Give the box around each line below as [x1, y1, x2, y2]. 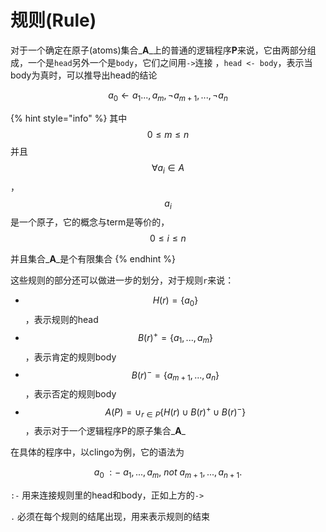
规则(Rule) [10, 9, 97, 32]
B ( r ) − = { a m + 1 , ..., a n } [131, 367, 220, 383]
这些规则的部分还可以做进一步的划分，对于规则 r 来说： [10, 274, 235, 286]
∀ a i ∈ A [151, 161, 185, 176]
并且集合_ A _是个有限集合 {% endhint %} [10, 253, 176, 265]
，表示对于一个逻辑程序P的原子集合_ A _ [24, 425, 186, 437]
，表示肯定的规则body [24, 351, 117, 363]
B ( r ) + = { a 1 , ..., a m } [137, 330, 213, 346]
